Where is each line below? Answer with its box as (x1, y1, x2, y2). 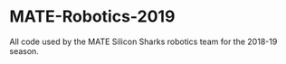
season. (9, 45, 39, 56)
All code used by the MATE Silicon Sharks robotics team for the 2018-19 (9, 36, 278, 47)
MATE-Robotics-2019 (9, 6, 176, 27)
